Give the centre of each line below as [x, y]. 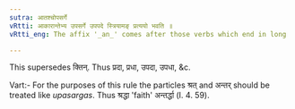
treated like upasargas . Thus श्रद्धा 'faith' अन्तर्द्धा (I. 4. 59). [109, 96]
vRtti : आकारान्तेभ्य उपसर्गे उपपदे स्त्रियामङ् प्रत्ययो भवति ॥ [91, 26]
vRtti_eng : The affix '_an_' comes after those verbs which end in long [148, 34]
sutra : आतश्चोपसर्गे [38, 17]
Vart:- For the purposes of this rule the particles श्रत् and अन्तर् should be [140, 85]
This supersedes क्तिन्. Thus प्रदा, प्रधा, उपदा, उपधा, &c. [100, 67]
